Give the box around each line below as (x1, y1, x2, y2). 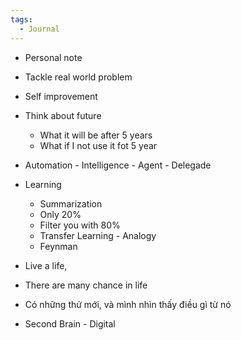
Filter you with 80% (39, 219, 121, 231)
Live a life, (24, 259, 68, 271)
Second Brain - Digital (24, 317, 116, 330)
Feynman (39, 240, 78, 252)
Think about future (24, 109, 102, 121)
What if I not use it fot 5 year (39, 139, 158, 151)
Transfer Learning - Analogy (39, 229, 157, 241)
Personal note (24, 51, 83, 63)
